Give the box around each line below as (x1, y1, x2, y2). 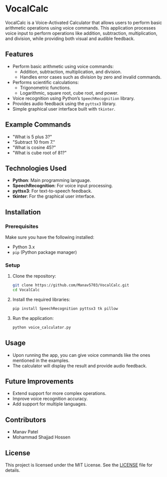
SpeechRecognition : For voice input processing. (12, 183, 113, 189)
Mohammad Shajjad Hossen (12, 434, 71, 440)
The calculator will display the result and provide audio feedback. (12, 362, 147, 368)
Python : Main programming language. (12, 177, 91, 183)
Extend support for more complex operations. (12, 390, 106, 396)
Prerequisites (5, 223, 38, 230)
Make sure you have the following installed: (5, 234, 94, 240)
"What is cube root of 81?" (12, 150, 67, 156)
